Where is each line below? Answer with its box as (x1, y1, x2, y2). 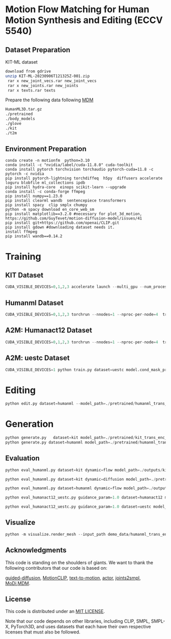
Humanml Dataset (5, 298, 64, 307)
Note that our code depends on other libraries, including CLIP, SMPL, (5, 618, 150, 624)
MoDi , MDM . (5, 580, 31, 586)
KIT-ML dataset (5, 59, 38, 65)
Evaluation (5, 454, 40, 463)
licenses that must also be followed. (5, 629, 80, 635)
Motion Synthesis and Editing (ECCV (5, 14, 163, 26)
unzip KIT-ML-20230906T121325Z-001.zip (5, 73, 90, 78)
